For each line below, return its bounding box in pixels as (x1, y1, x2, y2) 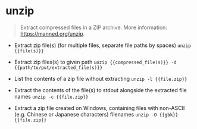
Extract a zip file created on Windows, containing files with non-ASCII (14, 104, 185, 111)
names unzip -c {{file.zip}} (14, 93, 89, 100)
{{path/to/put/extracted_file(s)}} (14, 64, 103, 71)
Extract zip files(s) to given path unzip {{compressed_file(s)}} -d (14, 58, 177, 65)
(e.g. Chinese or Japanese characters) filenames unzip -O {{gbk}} (14, 111, 179, 118)
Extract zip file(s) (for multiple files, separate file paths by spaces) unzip (14, 42, 191, 49)
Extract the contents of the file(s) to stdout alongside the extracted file (14, 86, 187, 93)
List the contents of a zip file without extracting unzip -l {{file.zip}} (14, 75, 187, 82)
